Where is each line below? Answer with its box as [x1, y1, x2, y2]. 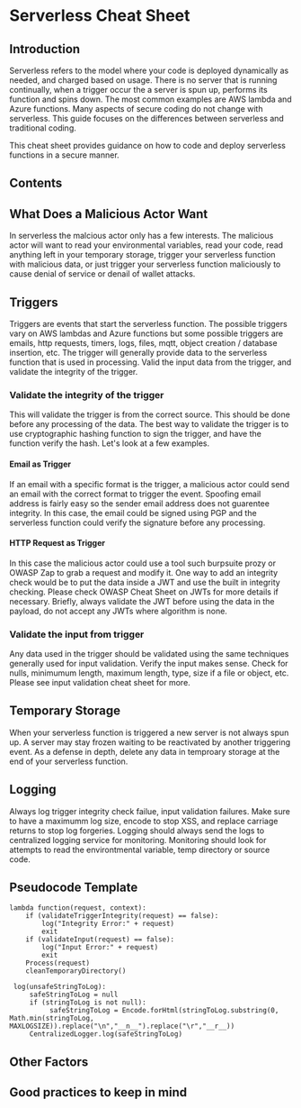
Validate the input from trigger [9, 628, 145, 640]
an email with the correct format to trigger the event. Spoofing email [9, 488, 261, 499]
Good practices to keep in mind [9, 1085, 187, 1100]
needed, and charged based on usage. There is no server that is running [9, 75, 278, 86]
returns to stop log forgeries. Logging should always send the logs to [9, 825, 265, 836]
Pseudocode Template [9, 880, 138, 895]
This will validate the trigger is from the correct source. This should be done [9, 409, 290, 420]
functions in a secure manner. [9, 150, 120, 160]
